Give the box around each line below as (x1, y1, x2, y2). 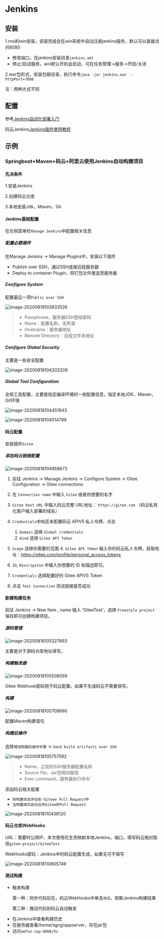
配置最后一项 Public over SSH (5, 294, 64, 300)
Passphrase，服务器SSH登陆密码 (24, 314, 92, 320)
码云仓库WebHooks (5, 823, 46, 828)
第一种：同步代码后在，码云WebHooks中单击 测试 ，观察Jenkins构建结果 (12, 895, 156, 901)
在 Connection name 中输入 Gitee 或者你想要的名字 (12, 491, 113, 497)
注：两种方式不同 (5, 86, 40, 92)
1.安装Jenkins (5, 183, 33, 189)
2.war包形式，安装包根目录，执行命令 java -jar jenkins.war (5, 71, 127, 77)
